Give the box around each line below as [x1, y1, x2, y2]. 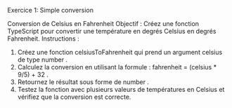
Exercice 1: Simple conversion [7, 6, 94, 14]
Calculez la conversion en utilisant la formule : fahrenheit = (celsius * [17, 63, 217, 71]
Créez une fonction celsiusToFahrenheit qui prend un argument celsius [17, 48, 223, 56]
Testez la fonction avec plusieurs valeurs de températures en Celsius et [17, 86, 225, 93]
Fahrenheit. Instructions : [7, 34, 79, 43]
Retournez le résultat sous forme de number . [17, 78, 150, 86]
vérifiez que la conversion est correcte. [17, 93, 131, 101]
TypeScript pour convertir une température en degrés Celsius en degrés [7, 27, 217, 35]
